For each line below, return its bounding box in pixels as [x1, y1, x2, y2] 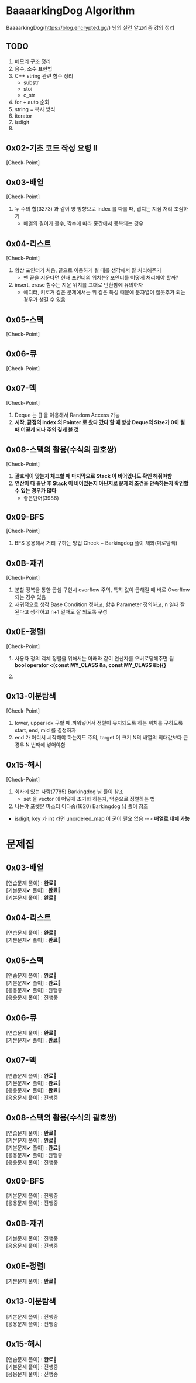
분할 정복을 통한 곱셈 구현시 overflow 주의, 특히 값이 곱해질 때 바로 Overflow [14, 586, 190, 593]
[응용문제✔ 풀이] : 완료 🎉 [6, 1086, 61, 1093]
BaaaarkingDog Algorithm [6, 4, 135, 18]
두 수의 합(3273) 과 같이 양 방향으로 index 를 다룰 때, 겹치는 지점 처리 [14, 205, 173, 212]
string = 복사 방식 [14, 105, 56, 112]
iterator [14, 112, 33, 119]
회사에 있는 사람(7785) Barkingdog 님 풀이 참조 [14, 788, 124, 795]
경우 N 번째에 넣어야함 [14, 741, 66, 748]
